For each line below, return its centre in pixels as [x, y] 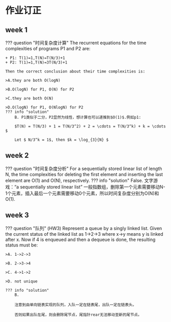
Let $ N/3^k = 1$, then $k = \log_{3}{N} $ [62, 140]
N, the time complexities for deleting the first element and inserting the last [84, 174]
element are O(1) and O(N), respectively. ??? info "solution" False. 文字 [79, 180]
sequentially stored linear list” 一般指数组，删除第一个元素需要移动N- [92, 187]
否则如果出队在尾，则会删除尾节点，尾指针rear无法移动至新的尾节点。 [78, 315]
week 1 [16, 30]
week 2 [17, 155]
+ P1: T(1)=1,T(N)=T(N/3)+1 [35, 58]
